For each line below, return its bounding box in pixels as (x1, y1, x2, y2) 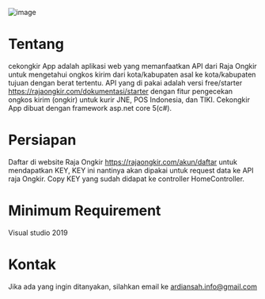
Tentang (8, 36, 65, 53)
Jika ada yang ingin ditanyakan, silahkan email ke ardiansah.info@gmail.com (8, 282, 258, 291)
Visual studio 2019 (8, 228, 69, 237)
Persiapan (8, 131, 77, 149)
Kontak (8, 255, 57, 273)
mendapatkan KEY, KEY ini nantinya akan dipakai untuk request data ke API (8, 165, 255, 175)
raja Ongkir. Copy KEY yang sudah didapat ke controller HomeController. (8, 174, 245, 184)
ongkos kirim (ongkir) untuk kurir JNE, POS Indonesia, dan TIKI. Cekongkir (8, 95, 251, 104)
